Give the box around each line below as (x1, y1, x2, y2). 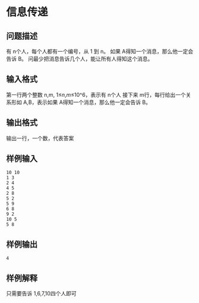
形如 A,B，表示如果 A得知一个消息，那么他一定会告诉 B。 (11, 99, 151, 106)
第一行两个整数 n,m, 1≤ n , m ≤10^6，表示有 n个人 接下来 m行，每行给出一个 (6, 91, 186, 98)
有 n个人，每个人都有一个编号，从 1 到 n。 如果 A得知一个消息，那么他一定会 (6, 48, 194, 55)
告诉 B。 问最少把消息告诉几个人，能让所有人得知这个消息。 (6, 55, 153, 62)
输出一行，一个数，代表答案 (6, 134, 74, 141)
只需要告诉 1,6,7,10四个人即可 (6, 290, 77, 297)
